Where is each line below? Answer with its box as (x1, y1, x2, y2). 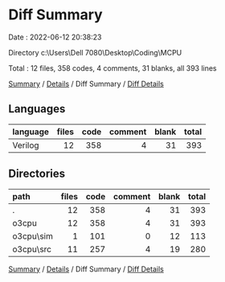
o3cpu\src (12, 243, 52, 255)
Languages (8, 102, 66, 116)
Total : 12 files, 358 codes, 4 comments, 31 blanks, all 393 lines (8, 63, 217, 73)
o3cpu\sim (12, 231, 54, 242)
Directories (8, 167, 66, 181)
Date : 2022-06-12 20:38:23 (8, 32, 102, 42)
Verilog (12, 139, 39, 150)
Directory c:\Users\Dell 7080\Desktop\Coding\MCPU (8, 47, 182, 57)
